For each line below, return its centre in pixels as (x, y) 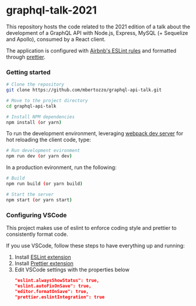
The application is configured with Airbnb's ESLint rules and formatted (91, 50)
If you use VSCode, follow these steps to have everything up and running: (96, 246)
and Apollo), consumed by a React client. (56, 39)
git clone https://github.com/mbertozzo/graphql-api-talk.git (84, 90)
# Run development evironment (43, 151)
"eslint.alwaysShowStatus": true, (57, 281)
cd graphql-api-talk (31, 106)
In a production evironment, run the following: (61, 167)
